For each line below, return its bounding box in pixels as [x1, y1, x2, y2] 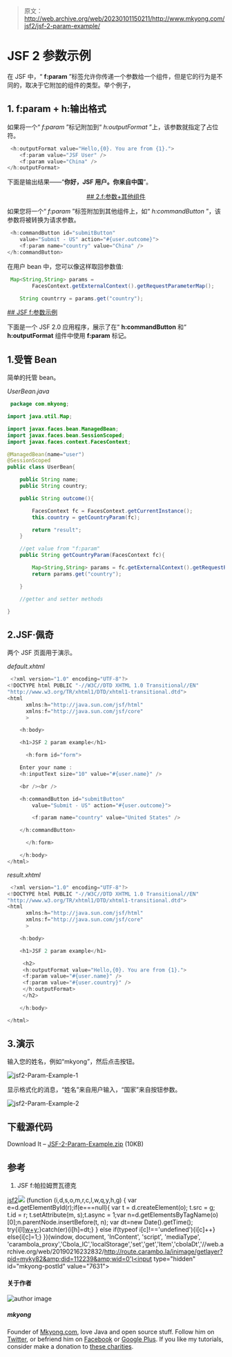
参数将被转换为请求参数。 [7, 216, 80, 224]
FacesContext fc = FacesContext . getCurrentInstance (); [32, 507, 193, 514]
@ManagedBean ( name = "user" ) [7, 450, 85, 458]
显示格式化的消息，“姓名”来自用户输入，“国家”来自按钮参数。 [7, 1085, 182, 1094]
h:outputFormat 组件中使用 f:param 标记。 [7, 332, 130, 340]
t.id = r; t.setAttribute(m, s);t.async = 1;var [7, 1211, 126, 1219]
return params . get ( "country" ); [32, 570, 122, 578]
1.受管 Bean [7, 354, 57, 366]
